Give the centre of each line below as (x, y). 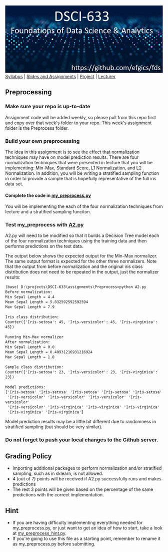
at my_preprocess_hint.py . (39, 533)
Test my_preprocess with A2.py (44, 225)
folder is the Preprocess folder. (37, 128)
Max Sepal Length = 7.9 (30, 307)
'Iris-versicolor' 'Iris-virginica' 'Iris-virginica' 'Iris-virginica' (83, 407)
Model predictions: (25, 387)
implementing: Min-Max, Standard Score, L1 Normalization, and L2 (73, 168)
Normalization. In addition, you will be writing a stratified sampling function (82, 173)
